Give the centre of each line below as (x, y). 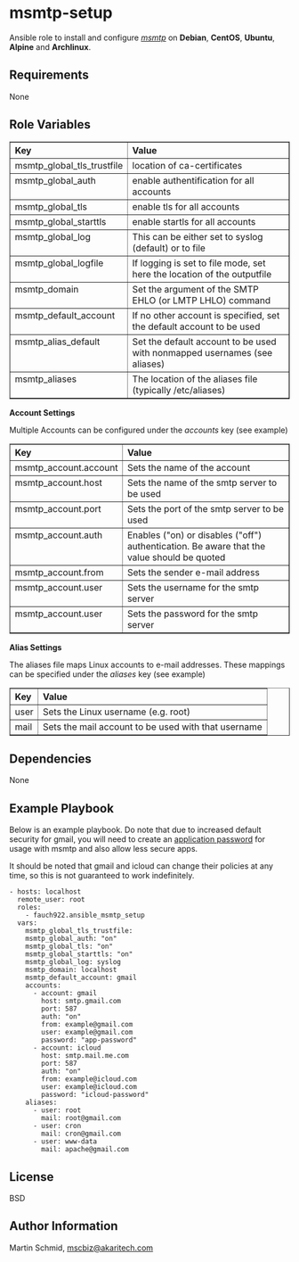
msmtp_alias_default (57, 342)
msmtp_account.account (66, 467)
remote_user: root (52, 900)
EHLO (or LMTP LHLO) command (202, 300)
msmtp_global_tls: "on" (69, 947)
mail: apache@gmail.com (85, 1150)
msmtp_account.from (59, 572)
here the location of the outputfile (202, 274)
